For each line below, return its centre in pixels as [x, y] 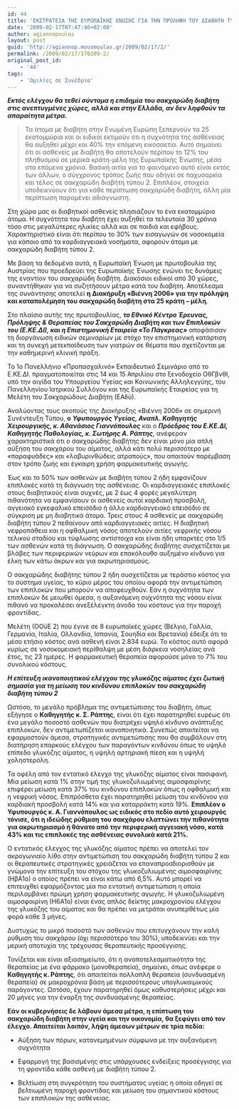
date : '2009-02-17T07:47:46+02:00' [60, 27]
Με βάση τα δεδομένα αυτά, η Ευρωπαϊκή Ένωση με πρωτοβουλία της [112, 263]
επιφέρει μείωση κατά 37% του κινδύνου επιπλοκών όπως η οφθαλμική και [119, 789]
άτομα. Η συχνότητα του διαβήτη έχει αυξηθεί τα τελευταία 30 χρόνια [112, 219]
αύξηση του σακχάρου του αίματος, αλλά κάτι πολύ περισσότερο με [109, 449]
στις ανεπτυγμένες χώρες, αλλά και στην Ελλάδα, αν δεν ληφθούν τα [116, 108]
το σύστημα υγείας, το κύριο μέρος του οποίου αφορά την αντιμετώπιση [115, 583]
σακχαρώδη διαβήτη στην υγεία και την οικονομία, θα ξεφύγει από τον [116, 1019]
